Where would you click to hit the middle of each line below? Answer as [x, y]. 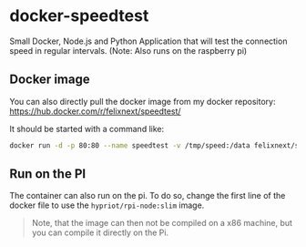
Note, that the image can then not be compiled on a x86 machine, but [162, 223]
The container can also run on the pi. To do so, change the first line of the [148, 196]
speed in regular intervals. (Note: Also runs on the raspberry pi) [128, 50]
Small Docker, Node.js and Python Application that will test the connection [148, 41]
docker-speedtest [79, 16]
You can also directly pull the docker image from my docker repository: [143, 101]
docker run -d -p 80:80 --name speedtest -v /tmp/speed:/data [130, 145]
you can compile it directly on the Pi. [100, 232]
